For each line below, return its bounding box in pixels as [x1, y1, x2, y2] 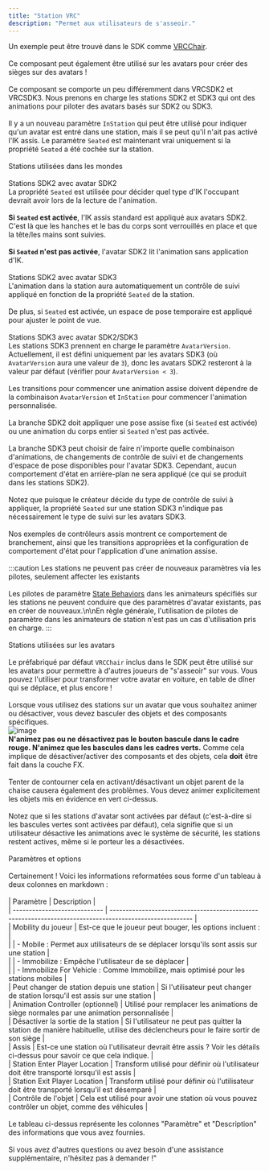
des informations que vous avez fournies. [8, 1128, 146, 1137]
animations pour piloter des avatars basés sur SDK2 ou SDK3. [8, 101, 213, 111]
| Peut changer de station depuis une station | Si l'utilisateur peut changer [8, 982, 252, 992]
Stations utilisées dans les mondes [8, 161, 123, 171]
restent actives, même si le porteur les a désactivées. [8, 836, 185, 846]
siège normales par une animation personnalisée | [8, 1008, 174, 1017]
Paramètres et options [8, 854, 82, 864]
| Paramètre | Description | [8, 897, 96, 906]
